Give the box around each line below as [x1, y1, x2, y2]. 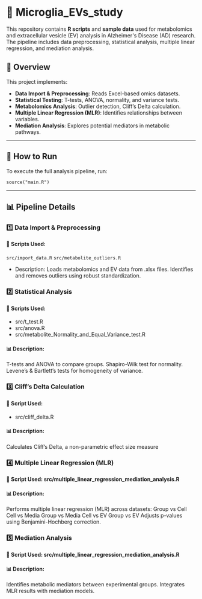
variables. [14, 115, 40, 122]
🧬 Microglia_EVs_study [6, 5, 123, 19]
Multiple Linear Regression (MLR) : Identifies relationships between [14, 109, 182, 116]
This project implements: [6, 78, 68, 85]
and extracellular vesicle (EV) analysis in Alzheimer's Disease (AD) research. [6, 31, 196, 39]
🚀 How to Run [6, 151, 58, 162]
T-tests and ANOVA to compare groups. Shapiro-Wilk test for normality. [6, 361, 183, 368]
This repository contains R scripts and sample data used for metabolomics [6, 25, 192, 33]
